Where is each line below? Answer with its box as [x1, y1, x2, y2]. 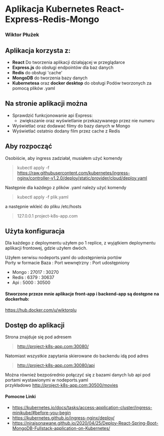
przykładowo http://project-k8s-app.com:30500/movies [5, 382, 118, 388]
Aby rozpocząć [5, 142, 52, 151]
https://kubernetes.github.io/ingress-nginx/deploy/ [12, 414, 115, 421]
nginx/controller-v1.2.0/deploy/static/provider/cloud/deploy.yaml [17, 175, 147, 181]
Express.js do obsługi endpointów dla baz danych [12, 65, 114, 70]
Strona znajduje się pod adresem [5, 334, 72, 340]
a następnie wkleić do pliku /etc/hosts [5, 203, 82, 209]
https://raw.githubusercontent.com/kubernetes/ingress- [17, 170, 130, 175]
